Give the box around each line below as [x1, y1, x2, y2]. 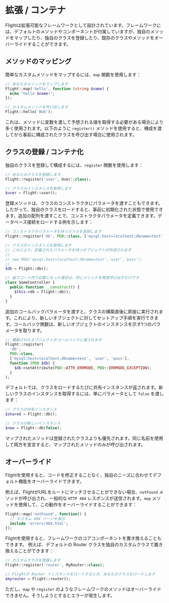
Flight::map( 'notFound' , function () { [5, 511, 87, 516]
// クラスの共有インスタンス [5, 407, 57, 412]
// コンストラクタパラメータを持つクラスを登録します [5, 229, 102, 234]
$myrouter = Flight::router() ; [5, 576, 71, 581]
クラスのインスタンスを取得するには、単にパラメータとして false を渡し [14, 391, 164, 397]
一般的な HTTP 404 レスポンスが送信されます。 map [49, 495, 151, 501]
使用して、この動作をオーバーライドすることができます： [18, 501, 137, 507]
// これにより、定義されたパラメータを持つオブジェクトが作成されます [5, 247, 132, 252]
